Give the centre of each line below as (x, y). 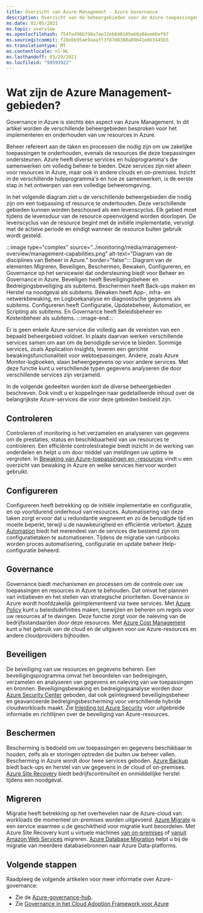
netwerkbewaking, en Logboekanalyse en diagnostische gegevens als (94, 299)
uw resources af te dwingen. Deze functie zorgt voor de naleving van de (96, 616)
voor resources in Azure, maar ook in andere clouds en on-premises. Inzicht (101, 173)
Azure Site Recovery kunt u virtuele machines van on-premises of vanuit (96, 832)
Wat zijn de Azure (51, 92)
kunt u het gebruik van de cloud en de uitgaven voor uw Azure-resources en (101, 629)
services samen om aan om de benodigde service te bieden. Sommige (94, 343)
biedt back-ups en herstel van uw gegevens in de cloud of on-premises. (96, 767)
